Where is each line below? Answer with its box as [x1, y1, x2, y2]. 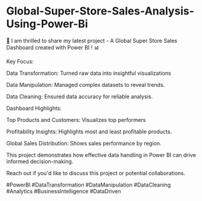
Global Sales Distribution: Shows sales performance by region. [6, 139, 162, 147]
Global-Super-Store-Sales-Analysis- [6, 4, 195, 18]
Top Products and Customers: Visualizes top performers [6, 116, 146, 123]
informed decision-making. [6, 158, 74, 165]
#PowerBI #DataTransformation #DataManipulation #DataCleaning [6, 181, 171, 188]
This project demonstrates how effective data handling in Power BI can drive [6, 151, 196, 158]
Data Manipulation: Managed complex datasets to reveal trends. [6, 81, 165, 88]
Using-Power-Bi [6, 17, 89, 31]
